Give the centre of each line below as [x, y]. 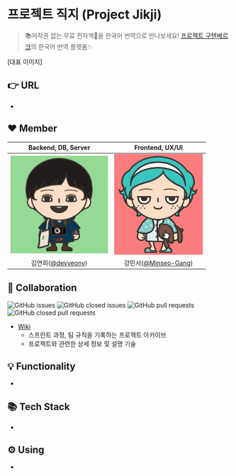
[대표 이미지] [25, 62]
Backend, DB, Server [59, 148]
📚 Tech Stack [39, 407]
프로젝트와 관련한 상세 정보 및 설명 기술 [82, 344]
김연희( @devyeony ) [59, 263]
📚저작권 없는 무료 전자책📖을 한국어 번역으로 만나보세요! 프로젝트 [114, 36]
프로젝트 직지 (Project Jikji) [84, 15]
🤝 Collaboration [42, 288]
